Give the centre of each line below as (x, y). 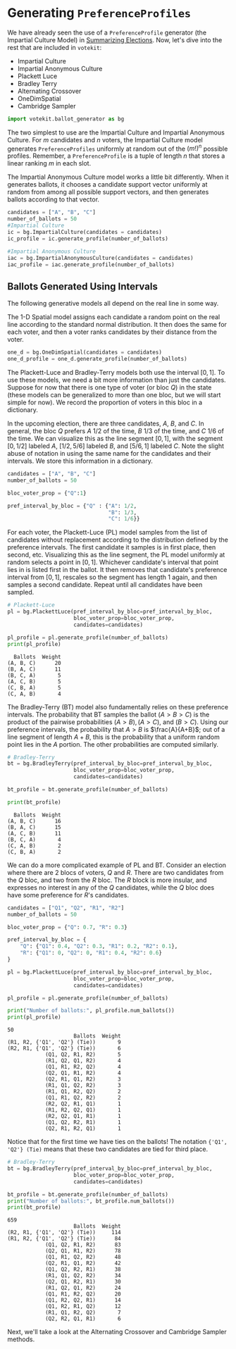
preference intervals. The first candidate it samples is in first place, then (112, 547)
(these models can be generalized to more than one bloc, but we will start (114, 395)
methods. (21, 1339)
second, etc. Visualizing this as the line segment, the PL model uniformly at (116, 555)
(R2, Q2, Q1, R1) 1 (83, 1117)
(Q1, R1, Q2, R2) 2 (83, 1098)
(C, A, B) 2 (34, 846)
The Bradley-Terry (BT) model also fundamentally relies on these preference (118, 707)
